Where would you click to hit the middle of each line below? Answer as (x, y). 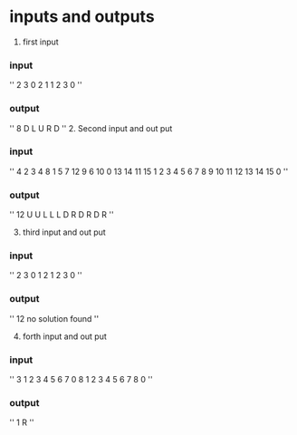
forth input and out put (64, 336)
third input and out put (64, 232)
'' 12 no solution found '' (54, 318)
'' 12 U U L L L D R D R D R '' (62, 215)
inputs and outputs (82, 17)
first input (40, 42)
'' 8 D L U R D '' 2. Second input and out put (91, 128)
